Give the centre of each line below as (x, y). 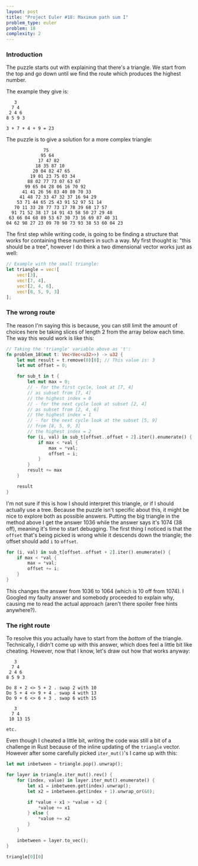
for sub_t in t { (38, 376)
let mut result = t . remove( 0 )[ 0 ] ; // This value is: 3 (86, 360)
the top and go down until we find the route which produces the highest (94, 74)
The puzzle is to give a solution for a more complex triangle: (79, 140)
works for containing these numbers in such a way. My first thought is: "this (98, 241)
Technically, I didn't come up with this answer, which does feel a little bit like (99, 645)
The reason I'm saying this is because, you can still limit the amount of (92, 325)
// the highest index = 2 (60, 432)
